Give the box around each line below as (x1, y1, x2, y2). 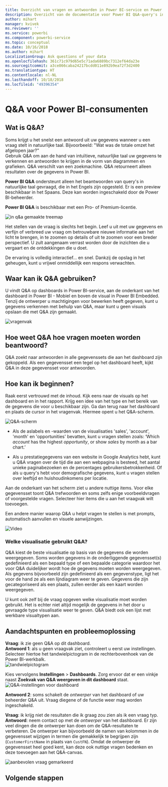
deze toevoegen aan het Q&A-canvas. (5, 749, 83, 755)
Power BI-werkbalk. (5, 656, 46, 662)
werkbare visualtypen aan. (5, 613, 60, 619)
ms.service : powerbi (5, 31, 48, 36)
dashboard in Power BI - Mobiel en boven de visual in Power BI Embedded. (5, 293, 159, 299)
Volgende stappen (5, 773, 64, 782)
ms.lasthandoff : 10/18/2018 (5, 77, 64, 82)
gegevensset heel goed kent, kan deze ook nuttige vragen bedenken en (5, 744, 153, 750)
